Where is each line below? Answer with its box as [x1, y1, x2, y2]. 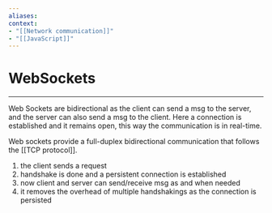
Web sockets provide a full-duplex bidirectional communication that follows [8, 137, 260, 147]
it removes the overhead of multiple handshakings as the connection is [19, 187, 257, 197]
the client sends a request [19, 161, 108, 171]
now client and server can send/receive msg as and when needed [19, 178, 241, 188]
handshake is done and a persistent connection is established [19, 169, 227, 179]
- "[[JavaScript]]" [8, 34, 74, 43]
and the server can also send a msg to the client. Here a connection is [8, 113, 242, 122]
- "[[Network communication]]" [8, 27, 114, 35]
